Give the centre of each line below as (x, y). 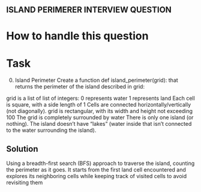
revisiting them (25, 182)
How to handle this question (77, 36)
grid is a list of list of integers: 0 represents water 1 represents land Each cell (100, 98)
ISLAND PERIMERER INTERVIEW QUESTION (89, 10)
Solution (22, 149)
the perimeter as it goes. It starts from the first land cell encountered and (96, 170)
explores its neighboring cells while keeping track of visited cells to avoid (97, 176)
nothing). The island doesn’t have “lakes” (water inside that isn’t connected (99, 123)
